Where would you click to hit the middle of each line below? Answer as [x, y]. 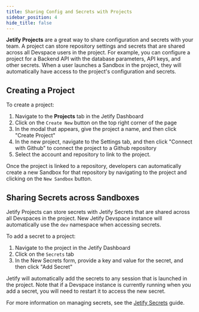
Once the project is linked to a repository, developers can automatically [94, 166]
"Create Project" [35, 136]
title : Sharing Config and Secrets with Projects [69, 12]
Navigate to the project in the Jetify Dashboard [72, 248]
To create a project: [30, 105]
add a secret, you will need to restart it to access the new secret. [86, 291]
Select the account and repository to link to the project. [83, 155]
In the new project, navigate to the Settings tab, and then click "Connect [103, 142]
